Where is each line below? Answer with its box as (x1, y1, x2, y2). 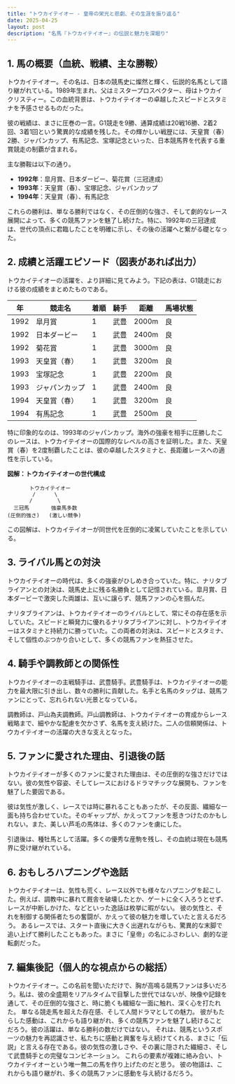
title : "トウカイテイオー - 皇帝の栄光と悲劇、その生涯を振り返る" (7, 10, 180, 18)
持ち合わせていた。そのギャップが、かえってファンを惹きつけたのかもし (19, 811, 228, 819)
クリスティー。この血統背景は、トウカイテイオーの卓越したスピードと (7, 95, 209, 104)
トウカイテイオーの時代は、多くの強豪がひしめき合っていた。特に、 (7, 576, 203, 584)
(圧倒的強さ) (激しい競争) (7, 511, 82, 519)
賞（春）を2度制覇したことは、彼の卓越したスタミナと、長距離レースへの (7, 446, 219, 454)
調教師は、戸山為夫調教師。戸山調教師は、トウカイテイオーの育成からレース (7, 710, 228, 718)
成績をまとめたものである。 (31, 285, 112, 293)
